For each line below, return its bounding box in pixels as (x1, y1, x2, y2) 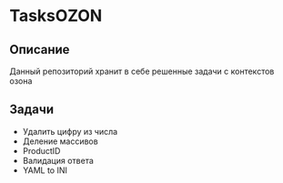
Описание (9, 42, 70, 57)
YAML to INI (22, 165, 68, 176)
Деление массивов (22, 136, 98, 147)
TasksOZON (9, 5, 103, 26)
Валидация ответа (22, 155, 94, 166)
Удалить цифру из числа (22, 126, 118, 137)
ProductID (22, 145, 61, 156)
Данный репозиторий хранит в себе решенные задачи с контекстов (9, 66, 275, 76)
